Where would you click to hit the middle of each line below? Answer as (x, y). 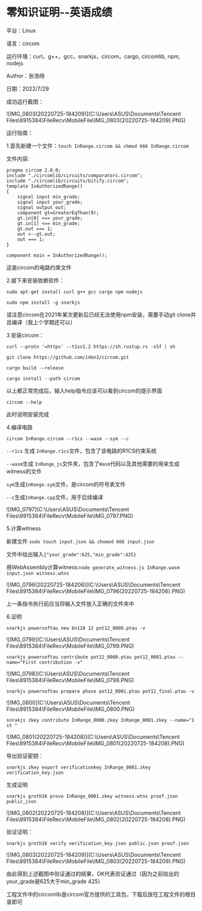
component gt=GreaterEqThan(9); (58, 213)
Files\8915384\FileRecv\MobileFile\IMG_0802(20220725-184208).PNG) (96, 819)
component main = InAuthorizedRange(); (57, 255)
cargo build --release (35, 368)
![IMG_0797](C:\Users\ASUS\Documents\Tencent (68, 509)
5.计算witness (24, 528)
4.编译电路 (19, 427)
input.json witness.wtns (38, 573)
